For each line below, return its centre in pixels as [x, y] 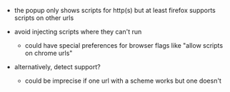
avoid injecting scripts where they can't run [78, 32]
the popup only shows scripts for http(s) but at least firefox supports [115, 10]
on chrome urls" [49, 53]
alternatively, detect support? [57, 67]
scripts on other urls [44, 18]
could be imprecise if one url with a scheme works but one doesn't [123, 81]
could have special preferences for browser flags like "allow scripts [124, 45]
